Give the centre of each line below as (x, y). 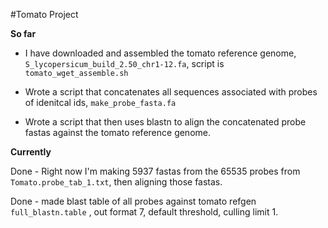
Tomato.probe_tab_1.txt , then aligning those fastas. (116, 182)
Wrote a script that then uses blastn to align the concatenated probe (165, 122)
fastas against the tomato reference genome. (117, 132)
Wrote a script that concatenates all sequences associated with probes (171, 92)
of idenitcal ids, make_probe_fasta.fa (100, 102)
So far (23, 33)
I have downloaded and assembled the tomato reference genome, (160, 53)
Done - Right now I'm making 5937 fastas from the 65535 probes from (155, 171)
